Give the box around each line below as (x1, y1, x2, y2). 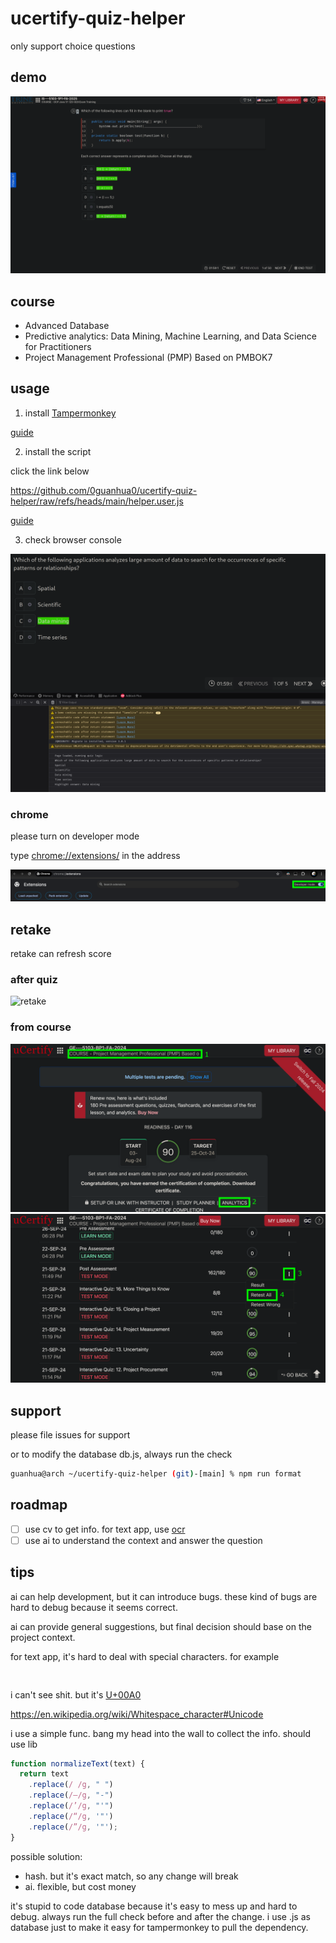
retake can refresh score (10, 948, 112, 960)
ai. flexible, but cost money (24, 1880, 137, 1892)
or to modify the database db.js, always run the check (10, 1448, 233, 1460)
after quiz (10, 973, 58, 987)
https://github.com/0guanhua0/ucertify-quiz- (10, 484, 198, 496)
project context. (10, 1631, 76, 1643)
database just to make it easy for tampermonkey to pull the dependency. (10, 1921, 309, 1933)
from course (10, 1020, 72, 1034)
